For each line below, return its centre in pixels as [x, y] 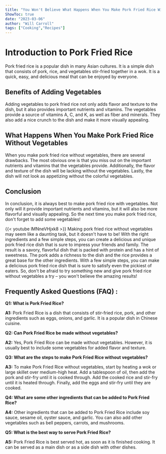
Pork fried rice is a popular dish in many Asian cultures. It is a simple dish [80, 66]
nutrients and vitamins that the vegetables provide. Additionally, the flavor [80, 165]
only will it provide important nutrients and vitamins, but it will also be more [81, 208]
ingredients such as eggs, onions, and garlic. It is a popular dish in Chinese [82, 318]
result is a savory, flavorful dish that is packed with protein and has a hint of [82, 249]
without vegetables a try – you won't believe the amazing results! [71, 276]
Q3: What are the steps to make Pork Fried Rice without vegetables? [77, 357]
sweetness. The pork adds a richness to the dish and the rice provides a [79, 255]
